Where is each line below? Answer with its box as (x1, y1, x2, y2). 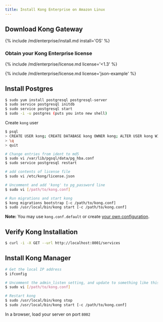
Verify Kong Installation (5, 228, 78, 236)
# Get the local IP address (5, 267, 62, 272)
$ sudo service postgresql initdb (5, 102, 75, 107)
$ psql (5, 129, 18, 134)
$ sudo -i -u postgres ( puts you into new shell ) (5, 111, 108, 116)
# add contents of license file (5, 169, 70, 174)
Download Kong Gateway (5, 25, 83, 34)
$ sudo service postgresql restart (5, 161, 77, 166)
